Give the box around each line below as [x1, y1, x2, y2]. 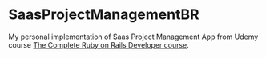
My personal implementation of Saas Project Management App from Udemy [8, 32, 259, 41]
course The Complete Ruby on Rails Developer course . [8, 40, 190, 49]
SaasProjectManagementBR [8, 6, 199, 24]
